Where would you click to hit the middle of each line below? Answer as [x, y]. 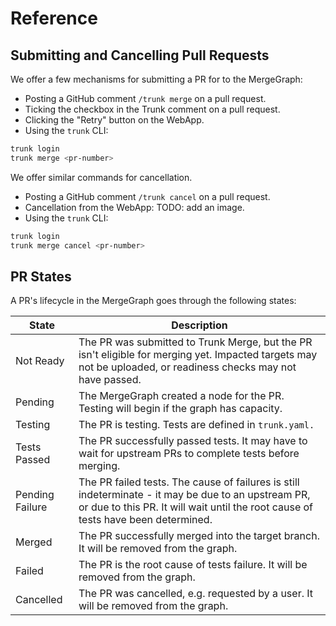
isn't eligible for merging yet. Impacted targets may [198, 355]
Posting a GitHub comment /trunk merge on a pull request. [145, 98]
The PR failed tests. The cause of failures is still [189, 482]
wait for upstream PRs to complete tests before [189, 454]
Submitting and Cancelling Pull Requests [140, 55]
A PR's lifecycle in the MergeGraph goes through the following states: [153, 301]
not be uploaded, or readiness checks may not [187, 367]
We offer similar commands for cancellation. [101, 177]
